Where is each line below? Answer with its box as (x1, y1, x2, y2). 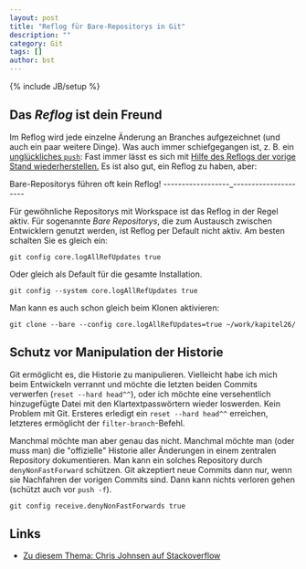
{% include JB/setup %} (9, 81, 100, 91)
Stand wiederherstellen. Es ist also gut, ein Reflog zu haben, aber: (9, 161, 258, 172)
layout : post (9, 13, 59, 23)
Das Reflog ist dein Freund (9, 107, 163, 123)
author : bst (9, 56, 55, 65)
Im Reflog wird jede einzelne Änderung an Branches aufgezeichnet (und (9, 132, 280, 142)
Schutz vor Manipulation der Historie (9, 344, 224, 361)
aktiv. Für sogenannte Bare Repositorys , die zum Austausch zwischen (9, 216, 272, 227)
